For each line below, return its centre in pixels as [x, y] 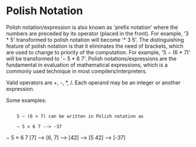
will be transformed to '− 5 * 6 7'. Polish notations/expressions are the [92, 58]
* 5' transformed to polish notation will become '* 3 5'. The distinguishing [95, 40]
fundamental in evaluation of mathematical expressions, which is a [87, 65]
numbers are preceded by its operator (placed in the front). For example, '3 [97, 33]
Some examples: [26, 100]
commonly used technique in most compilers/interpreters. [77, 71]
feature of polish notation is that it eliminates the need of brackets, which [95, 46]
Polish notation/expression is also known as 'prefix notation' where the [92, 27]
